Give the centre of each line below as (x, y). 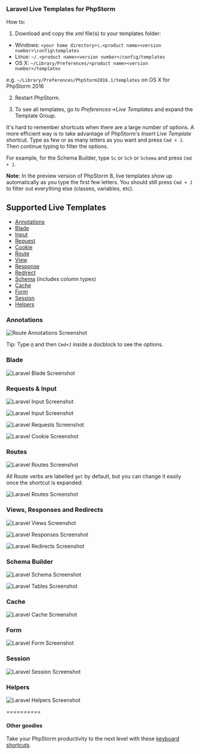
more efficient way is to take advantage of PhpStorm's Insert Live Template (99, 134)
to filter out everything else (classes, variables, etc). (70, 189)
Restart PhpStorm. (38, 98)
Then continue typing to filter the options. (57, 146)
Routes (17, 451)
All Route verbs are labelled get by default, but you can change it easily (94, 477)
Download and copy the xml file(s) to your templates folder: (88, 33)
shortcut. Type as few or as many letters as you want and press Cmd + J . (95, 140)
